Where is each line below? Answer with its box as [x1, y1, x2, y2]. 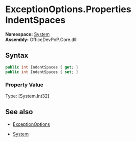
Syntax [5, 51, 29, 60]
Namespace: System [5, 31, 50, 37]
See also [5, 108, 33, 116]
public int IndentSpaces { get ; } [5, 64, 79, 69]
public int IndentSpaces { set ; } [5, 69, 79, 75]
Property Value [5, 81, 44, 88]
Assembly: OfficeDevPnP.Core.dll [5, 37, 77, 43]
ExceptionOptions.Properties [5, 4, 131, 15]
